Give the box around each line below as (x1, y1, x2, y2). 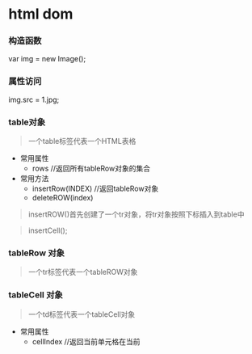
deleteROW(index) (31, 193, 94, 203)
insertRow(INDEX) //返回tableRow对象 (31, 183, 159, 194)
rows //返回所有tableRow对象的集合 (31, 163, 151, 174)
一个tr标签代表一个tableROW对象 (27, 268, 138, 277)
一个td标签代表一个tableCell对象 (27, 309, 136, 319)
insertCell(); (27, 225, 68, 235)
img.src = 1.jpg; (8, 95, 60, 104)
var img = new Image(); (8, 54, 86, 64)
